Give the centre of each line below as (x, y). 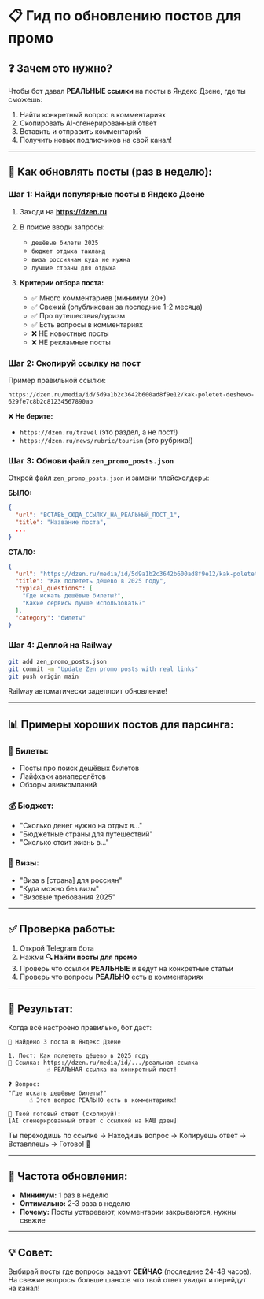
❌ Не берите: (31, 416)
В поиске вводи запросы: (62, 227)
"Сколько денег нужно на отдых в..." (81, 826)
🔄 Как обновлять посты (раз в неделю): (110, 172)
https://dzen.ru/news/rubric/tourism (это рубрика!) (106, 440)
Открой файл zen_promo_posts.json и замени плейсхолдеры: (109, 478)
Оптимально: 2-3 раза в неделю (75, 1204)
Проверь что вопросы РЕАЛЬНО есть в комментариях (112, 977)
